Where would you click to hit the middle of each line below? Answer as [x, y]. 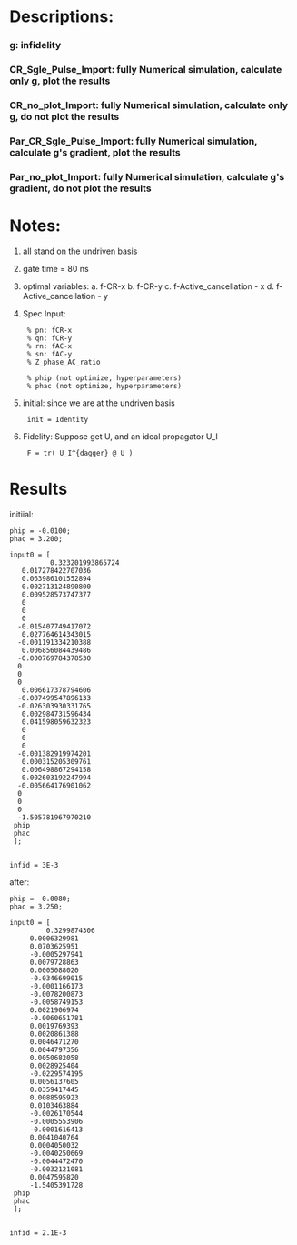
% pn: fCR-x [49, 330]
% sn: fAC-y [49, 354]
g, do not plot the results [64, 116]
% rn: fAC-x [49, 346]
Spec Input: [44, 313]
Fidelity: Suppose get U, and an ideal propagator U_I [120, 436]
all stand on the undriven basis [80, 251]
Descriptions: [62, 17]
